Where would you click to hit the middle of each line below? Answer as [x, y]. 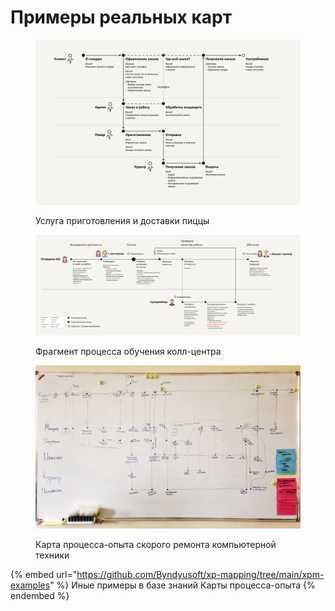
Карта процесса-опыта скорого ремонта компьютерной [156, 545]
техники [52, 555]
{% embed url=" [44, 575]
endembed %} [40, 596]
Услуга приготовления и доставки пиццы [122, 221]
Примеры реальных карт [121, 17]
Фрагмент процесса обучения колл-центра [128, 352]
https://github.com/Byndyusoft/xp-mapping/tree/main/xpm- [200, 575]
